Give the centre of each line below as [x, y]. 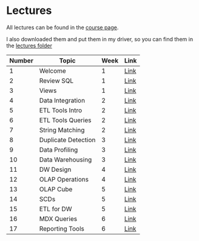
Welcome [53, 70]
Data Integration [62, 100]
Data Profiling [59, 149]
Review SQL [56, 81]
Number [21, 60]
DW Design [55, 169]
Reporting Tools [62, 228]
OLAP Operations [64, 179]
